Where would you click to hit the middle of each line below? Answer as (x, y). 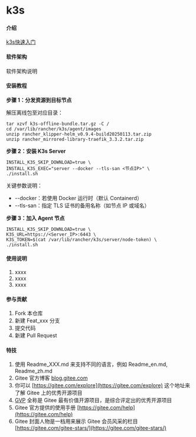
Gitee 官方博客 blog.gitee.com (51, 378)
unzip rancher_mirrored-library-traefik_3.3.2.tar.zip (75, 139)
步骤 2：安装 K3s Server (36, 151)
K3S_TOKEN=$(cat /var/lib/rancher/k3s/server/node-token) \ (82, 240)
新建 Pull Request (36, 336)
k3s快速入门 (21, 42)
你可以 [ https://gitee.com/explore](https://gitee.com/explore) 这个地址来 (102, 385)
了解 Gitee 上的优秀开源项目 (48, 393)
